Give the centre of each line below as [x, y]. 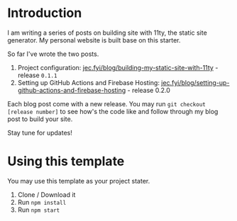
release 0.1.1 [37, 75]
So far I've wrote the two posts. [53, 54]
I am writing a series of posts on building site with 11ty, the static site [107, 33]
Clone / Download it [46, 194]
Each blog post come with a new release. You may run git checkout [106, 103]
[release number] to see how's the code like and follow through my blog [113, 111]
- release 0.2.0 [149, 90]
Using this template [66, 161]
